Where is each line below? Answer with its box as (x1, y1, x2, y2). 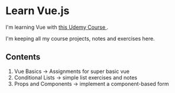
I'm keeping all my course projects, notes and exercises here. (5, 35, 155, 42)
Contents (5, 52, 41, 62)
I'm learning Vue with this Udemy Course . (5, 24, 109, 31)
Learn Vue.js (5, 4, 70, 18)
